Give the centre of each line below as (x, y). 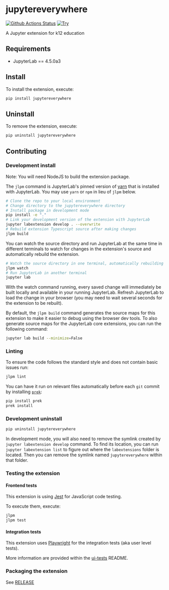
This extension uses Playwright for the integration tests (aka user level (78, 543)
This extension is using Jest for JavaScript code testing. (64, 497)
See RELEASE (20, 582)
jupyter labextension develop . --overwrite (53, 225)
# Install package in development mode (48, 210)
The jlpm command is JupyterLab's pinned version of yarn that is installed (83, 186)
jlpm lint (16, 377)
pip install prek (24, 401)
